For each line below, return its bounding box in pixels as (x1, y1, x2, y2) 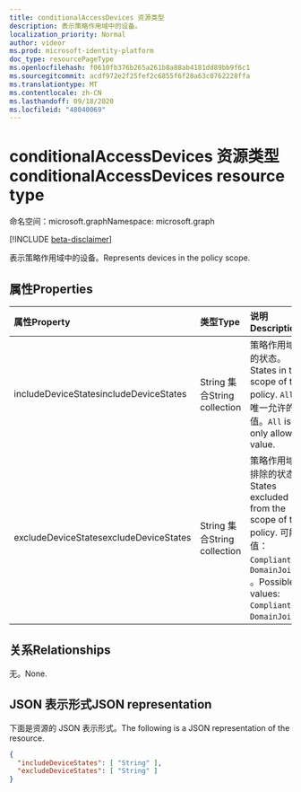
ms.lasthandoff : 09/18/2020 (9, 96, 115, 106)
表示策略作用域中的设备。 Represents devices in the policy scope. (9, 252, 251, 263)
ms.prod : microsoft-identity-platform (9, 47, 154, 56)
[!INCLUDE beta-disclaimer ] (9, 234, 112, 245)
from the (249, 502, 287, 515)
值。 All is (249, 415, 291, 427)
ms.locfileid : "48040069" (9, 105, 106, 114)
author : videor (9, 38, 66, 48)
